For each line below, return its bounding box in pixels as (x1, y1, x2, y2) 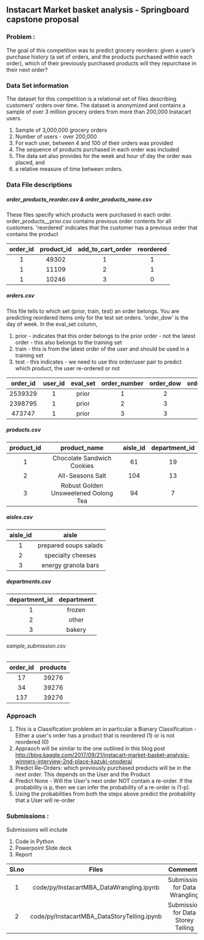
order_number (101, 379, 144, 387)
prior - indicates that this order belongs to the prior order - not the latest (15, 332, 196, 339)
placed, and (15, 159, 46, 166)
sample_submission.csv (6, 642, 66, 650)
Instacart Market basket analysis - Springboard (6, 5, 189, 15)
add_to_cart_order (78, 245, 132, 253)
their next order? (6, 66, 48, 73)
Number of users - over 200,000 (15, 132, 97, 140)
